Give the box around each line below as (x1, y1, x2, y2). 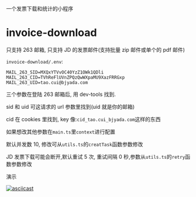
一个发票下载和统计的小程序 (6, 5, 74, 12)
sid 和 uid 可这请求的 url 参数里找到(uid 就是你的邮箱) (6, 103, 135, 110)
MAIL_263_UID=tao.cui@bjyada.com (6, 79, 88, 85)
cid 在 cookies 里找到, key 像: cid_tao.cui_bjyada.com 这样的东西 (6, 115, 161, 122)
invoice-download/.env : (6, 58, 64, 65)
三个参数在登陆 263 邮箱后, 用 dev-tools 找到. (6, 91, 116, 98)
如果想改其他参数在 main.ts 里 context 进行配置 (6, 128, 116, 135)
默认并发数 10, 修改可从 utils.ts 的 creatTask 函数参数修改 (6, 141, 143, 148)
